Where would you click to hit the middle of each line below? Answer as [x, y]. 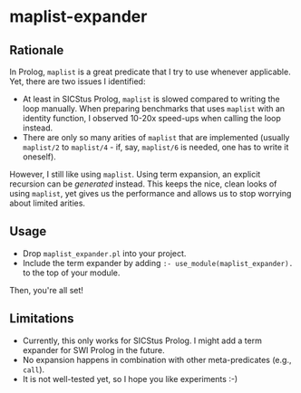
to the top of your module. [71, 273]
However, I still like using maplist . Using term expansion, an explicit [135, 174]
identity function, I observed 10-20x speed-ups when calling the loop [151, 118]
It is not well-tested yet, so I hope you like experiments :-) [130, 379]
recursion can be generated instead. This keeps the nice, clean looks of [143, 184]
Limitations [42, 319]
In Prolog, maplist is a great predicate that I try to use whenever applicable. [150, 72]
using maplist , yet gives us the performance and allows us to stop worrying [150, 193]
